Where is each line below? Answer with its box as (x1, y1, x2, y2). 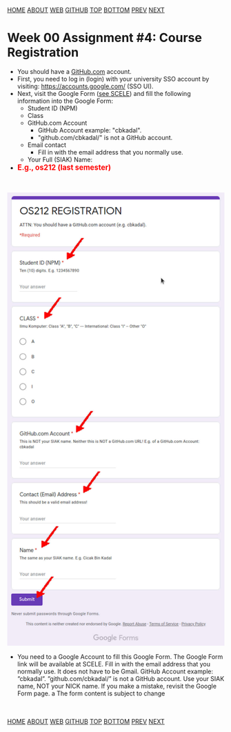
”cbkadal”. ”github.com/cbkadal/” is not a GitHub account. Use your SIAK (17, 675, 225, 683)
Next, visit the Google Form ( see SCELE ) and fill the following (17, 89, 191, 97)
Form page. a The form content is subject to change (17, 689, 165, 698)
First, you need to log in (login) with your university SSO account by (17, 75, 210, 83)
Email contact (27, 141, 67, 149)
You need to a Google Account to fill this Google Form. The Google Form (17, 653, 223, 661)
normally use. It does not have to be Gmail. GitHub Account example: (17, 667, 214, 675)
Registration (7, 45, 79, 61)
